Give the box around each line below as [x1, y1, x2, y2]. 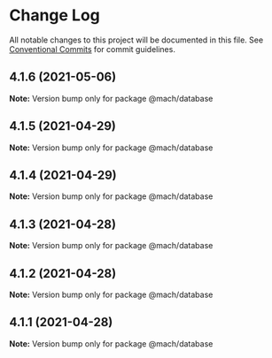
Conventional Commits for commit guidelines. [9, 43, 175, 54]
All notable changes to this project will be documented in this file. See [9, 34, 264, 45]
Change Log [9, 5, 100, 26]
